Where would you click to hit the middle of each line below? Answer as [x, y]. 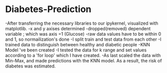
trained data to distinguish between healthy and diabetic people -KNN [78, 44]
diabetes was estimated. [30, 66]
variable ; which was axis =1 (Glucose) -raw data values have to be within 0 [83, 34]
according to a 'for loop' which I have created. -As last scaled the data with [83, 55]
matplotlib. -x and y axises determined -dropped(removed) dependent [78, 28]
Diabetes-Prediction [48, 9]
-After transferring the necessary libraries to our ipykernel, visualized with [82, 23]
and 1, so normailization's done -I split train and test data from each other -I [83, 39]
